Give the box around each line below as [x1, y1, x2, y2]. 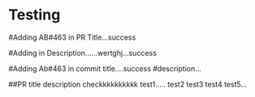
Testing [8, 6, 61, 24]
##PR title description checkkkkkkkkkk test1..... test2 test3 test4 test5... [8, 79, 248, 89]
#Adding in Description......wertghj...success [8, 48, 157, 57]
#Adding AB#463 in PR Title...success [8, 32, 136, 42]
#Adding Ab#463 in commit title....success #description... [8, 63, 201, 74]
